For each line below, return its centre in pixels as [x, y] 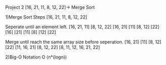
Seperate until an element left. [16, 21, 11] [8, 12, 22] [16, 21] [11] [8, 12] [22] [82, 27]
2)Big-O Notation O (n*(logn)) [36, 57]
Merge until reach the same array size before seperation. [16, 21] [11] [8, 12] [83, 42]
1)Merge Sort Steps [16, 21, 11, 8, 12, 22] [46, 17]
